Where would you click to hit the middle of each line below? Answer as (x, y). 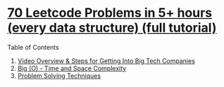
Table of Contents (33, 47)
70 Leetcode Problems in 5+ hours (110, 13)
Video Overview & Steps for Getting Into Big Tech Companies (106, 60)
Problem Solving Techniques (59, 76)
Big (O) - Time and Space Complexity (72, 68)
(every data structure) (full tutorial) (112, 28)
